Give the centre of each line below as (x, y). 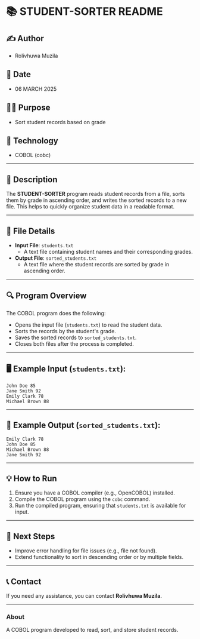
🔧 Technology (32, 141)
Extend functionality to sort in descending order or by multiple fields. (99, 557)
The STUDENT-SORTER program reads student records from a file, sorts (96, 194)
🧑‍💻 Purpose (28, 108)
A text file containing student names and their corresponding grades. (108, 252)
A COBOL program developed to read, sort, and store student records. (92, 630)
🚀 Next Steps (31, 536)
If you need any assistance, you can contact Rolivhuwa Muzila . (84, 595)
